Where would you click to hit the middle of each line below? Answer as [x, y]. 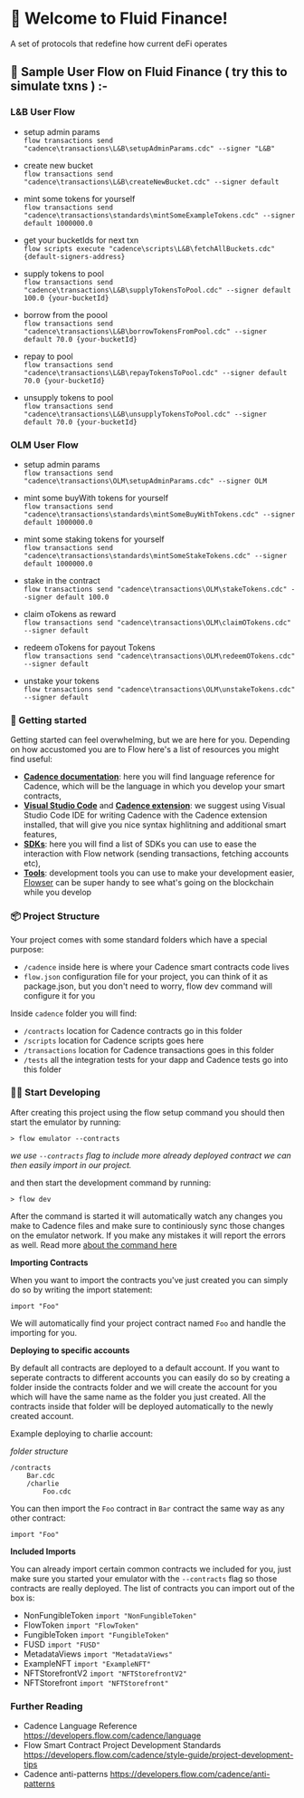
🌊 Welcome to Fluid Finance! [119, 19]
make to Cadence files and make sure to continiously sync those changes [148, 1225]
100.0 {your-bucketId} [66, 298]
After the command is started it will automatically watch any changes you [147, 1216]
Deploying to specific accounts [70, 1350]
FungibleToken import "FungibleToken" [96, 1634]
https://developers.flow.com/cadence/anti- [190, 1774]
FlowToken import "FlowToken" [81, 1625]
